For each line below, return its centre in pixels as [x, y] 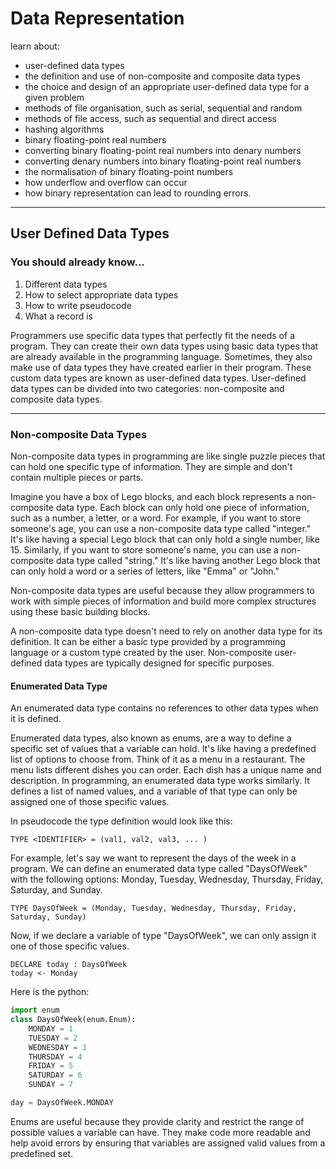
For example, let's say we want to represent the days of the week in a [153, 858]
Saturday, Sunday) [48, 917]
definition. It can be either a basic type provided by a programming [148, 641]
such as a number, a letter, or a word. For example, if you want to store [156, 518]
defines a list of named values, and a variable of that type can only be [154, 791]
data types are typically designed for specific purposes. [159, 663]
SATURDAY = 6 [55, 1075]
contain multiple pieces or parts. [77, 477]
